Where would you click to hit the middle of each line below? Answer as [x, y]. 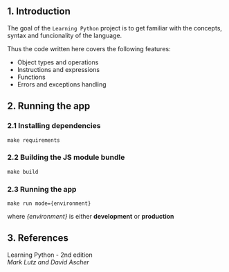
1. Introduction [39, 11]
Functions [31, 77]
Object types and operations [58, 62]
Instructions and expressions [58, 69]
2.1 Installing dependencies [54, 126]
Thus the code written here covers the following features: [89, 48]
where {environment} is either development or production [91, 217]
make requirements [34, 140]
